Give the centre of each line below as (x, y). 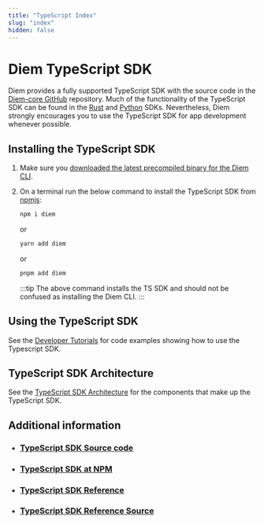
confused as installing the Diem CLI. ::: (82, 297)
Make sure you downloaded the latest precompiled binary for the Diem (134, 168)
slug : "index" (32, 23)
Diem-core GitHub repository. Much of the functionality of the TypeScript (127, 99)
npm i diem (37, 214)
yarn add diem (43, 244)
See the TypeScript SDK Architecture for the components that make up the (129, 392)
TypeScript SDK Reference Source (87, 511)
